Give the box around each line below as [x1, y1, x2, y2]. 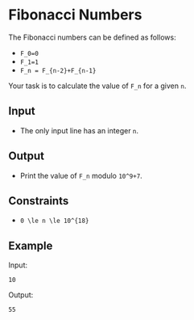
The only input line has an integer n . [19, 125, 139, 135]
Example [8, 238, 53, 252]
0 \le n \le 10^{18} [19, 217, 89, 225]
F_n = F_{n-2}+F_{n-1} [19, 66, 97, 74]
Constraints [8, 194, 69, 208]
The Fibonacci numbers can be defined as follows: [8, 32, 176, 42]
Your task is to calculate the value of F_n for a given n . [8, 81, 187, 91]
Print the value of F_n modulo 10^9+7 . [19, 171, 142, 180]
